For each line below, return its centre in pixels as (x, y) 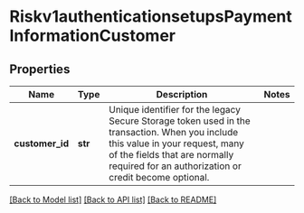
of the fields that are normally (171, 155)
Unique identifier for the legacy (175, 110)
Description (182, 94)
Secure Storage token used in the (179, 121)
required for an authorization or (175, 166)
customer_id (42, 144)
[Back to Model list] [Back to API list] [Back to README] (113, 199)
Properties (40, 69)
